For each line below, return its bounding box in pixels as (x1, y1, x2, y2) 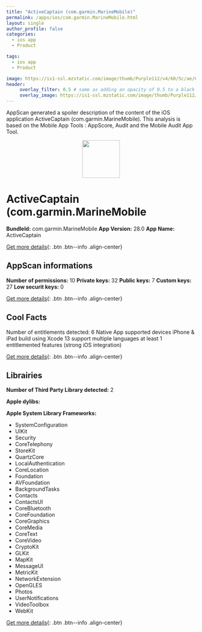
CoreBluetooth (14, 505, 51, 512)
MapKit (14, 556, 33, 563)
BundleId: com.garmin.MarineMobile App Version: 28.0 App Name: (6, 225, 175, 232)
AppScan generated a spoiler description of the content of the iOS (6, 109, 170, 116)
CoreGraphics (14, 517, 50, 525)
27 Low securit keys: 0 (6, 283, 64, 290)
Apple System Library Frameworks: (6, 410, 97, 417)
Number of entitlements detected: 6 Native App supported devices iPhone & (6, 328, 195, 336)
